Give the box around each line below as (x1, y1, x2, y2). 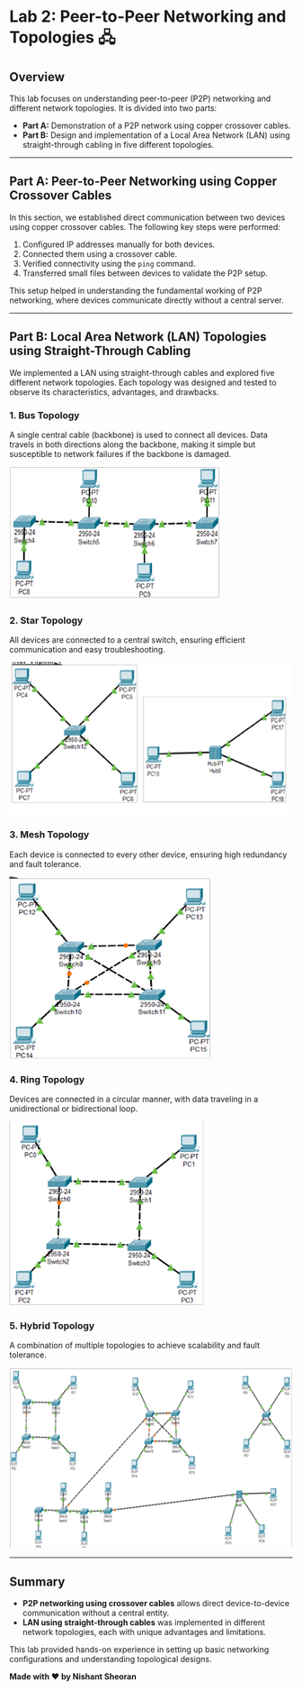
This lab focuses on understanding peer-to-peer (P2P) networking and (9, 93, 271, 104)
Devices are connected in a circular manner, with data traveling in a (9, 1093, 259, 1105)
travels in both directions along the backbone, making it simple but (9, 439, 256, 450)
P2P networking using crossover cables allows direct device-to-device (22, 1598, 290, 1609)
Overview (9, 69, 66, 85)
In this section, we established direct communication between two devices (9, 212, 286, 223)
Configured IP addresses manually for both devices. (22, 239, 216, 250)
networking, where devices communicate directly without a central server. (9, 295, 285, 306)
